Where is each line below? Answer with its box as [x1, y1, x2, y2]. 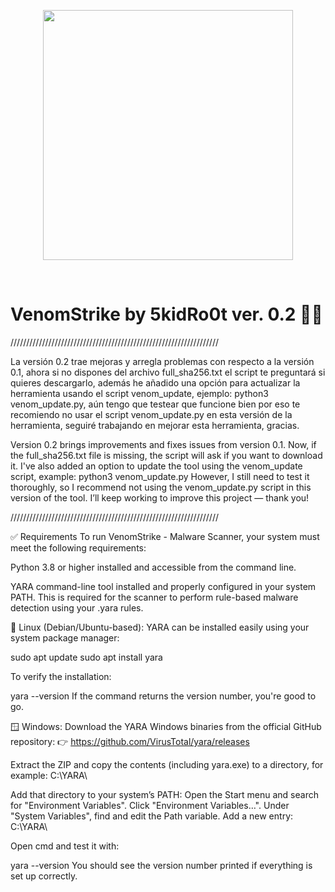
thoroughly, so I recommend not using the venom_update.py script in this [10, 481, 312, 493]
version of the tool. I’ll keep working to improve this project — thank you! [10, 491, 310, 504]
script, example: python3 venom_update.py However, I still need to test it [10, 470, 310, 482]
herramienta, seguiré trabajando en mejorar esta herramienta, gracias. [10, 419, 300, 431]
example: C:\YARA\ [10, 769, 88, 781]
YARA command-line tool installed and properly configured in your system [10, 580, 317, 592]
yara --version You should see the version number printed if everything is [10, 859, 313, 871]
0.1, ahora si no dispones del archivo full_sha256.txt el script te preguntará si [10, 366, 326, 378]
